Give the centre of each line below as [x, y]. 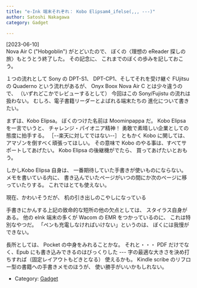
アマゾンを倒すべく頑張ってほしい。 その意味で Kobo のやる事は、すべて [94, 143]
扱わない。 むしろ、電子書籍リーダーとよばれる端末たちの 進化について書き [98, 101]
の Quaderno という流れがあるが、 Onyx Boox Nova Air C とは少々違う [92, 86]
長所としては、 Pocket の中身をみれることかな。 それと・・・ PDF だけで [95, 245]
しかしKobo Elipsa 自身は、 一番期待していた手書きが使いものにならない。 [96, 170]
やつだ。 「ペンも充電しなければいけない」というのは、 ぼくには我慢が [103, 225]
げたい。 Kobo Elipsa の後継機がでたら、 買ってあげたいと [107, 150]
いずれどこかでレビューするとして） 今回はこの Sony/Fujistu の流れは [107, 94]
